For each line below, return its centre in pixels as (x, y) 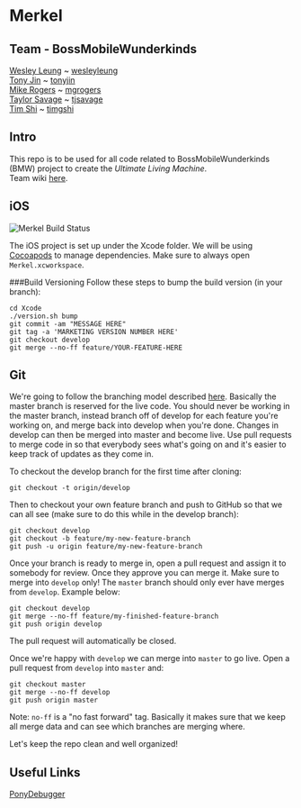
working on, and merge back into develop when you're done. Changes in (144, 425)
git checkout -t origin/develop (70, 488)
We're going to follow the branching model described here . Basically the (143, 396)
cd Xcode (26, 308)
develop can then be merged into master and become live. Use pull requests (150, 435)
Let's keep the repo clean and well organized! (93, 744)
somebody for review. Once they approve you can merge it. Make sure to (145, 573)
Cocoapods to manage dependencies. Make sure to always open (129, 255)
